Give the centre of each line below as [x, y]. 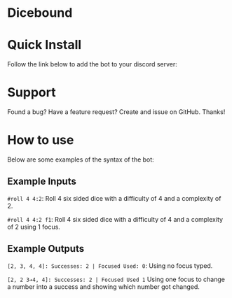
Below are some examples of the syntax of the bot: [81, 159]
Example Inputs [42, 182]
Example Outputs [46, 249]
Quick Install [45, 45]
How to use [41, 140]
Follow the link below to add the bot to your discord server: [92, 64]
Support [32, 93]
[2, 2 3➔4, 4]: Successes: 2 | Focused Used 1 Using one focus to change [116, 279]
